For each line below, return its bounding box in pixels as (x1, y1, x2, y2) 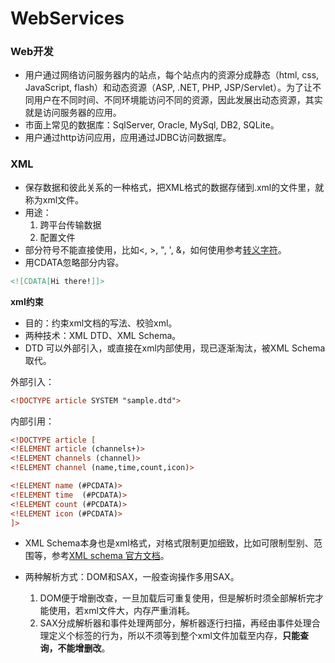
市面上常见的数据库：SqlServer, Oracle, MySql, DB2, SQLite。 (24, 119, 280, 131)
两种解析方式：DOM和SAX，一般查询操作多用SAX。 (24, 571, 240, 583)
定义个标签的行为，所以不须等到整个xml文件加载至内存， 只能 (48, 630, 300, 642)
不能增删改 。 (57, 642, 111, 654)
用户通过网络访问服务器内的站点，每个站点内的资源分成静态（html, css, (24, 69, 320, 81)
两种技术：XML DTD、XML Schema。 (24, 329, 182, 341)
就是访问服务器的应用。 (24, 107, 122, 119)
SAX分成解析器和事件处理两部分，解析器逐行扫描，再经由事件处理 (39, 617, 312, 629)
